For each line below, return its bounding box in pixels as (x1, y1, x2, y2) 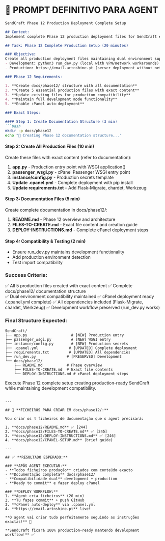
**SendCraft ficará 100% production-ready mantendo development (5, 528, 139, 533)
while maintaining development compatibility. (5, 385, 97, 391)
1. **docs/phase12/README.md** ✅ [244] (5, 425, 87, 430)
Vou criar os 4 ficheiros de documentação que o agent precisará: (5, 416, 144, 421)
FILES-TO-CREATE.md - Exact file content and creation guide (12, 221, 137, 227)
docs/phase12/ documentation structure (5, 288, 86, 294)
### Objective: (5, 52, 36, 57)
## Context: (5, 29, 29, 34)
